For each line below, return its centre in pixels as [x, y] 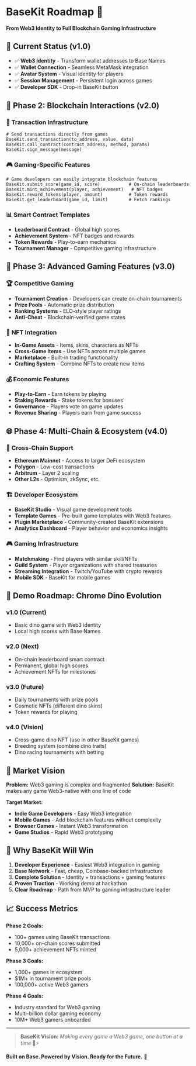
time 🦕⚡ [30, 1043]
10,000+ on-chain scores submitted [57, 943]
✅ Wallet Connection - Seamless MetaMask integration [81, 67]
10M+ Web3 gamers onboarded [53, 1019]
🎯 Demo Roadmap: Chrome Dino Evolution [84, 596]
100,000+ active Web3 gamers [51, 984]
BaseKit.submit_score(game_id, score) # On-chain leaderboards [98, 184]
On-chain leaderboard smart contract [60, 659]
